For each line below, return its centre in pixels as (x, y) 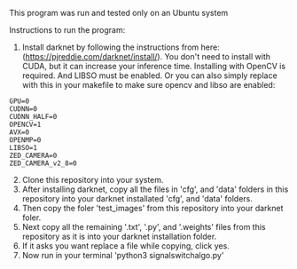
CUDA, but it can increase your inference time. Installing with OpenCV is (154, 66)
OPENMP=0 (25, 140)
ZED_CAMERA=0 (33, 155)
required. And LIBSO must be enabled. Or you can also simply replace (149, 75)
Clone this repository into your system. (93, 180)
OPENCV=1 (25, 124)
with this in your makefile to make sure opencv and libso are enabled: (148, 85)
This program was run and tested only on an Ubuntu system (119, 13)
